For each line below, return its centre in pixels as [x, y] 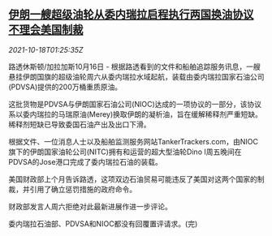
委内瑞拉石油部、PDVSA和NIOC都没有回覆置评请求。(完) [103, 223]
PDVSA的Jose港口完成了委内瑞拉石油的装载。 [85, 161]
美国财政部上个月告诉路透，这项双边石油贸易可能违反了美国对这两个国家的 [133, 179]
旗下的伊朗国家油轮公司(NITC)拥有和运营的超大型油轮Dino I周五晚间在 [125, 152]
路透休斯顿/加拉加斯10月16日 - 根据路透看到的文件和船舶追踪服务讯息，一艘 [135, 67]
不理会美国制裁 [46, 30]
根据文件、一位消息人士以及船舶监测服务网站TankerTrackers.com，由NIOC [133, 141]
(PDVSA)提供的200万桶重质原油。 [65, 87]
